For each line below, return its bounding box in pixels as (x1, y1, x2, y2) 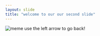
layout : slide (5, 7, 35, 12)
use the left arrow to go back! (24, 25, 85, 31)
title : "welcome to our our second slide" (5, 12, 95, 17)
